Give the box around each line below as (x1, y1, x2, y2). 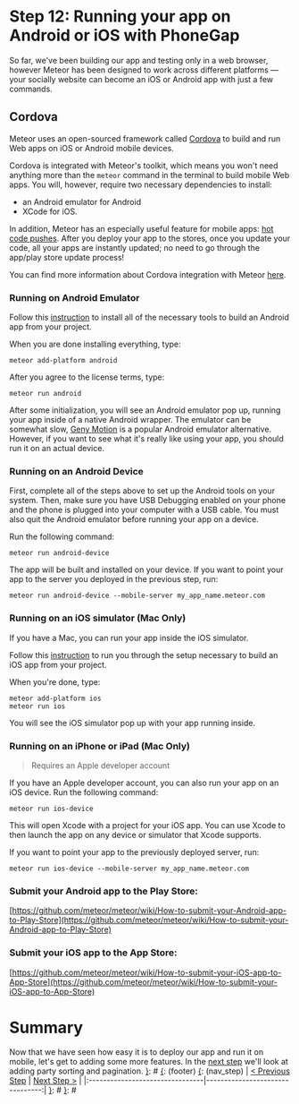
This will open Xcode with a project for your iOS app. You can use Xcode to (9, 819, 286, 830)
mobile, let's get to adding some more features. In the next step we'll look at (9, 1057, 288, 1067)
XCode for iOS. (21, 206, 78, 217)
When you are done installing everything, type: (9, 338, 181, 350)
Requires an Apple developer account (30, 759, 170, 771)
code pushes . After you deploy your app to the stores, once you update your (9, 233, 291, 244)
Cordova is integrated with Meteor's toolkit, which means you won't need (9, 159, 278, 171)
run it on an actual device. (9, 443, 105, 454)
